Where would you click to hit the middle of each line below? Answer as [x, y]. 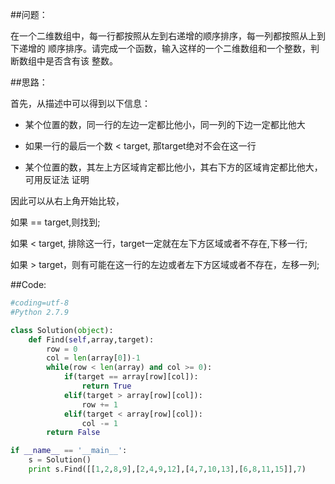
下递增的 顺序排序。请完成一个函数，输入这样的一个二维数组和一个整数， [160, 48]
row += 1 [99, 404]
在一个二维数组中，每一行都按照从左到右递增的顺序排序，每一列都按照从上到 [168, 36]
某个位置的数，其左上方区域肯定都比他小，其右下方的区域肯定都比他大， [173, 167]
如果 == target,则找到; [55, 222]
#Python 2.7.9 [40, 312]
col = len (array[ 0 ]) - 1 [93, 358]
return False [73, 433]
